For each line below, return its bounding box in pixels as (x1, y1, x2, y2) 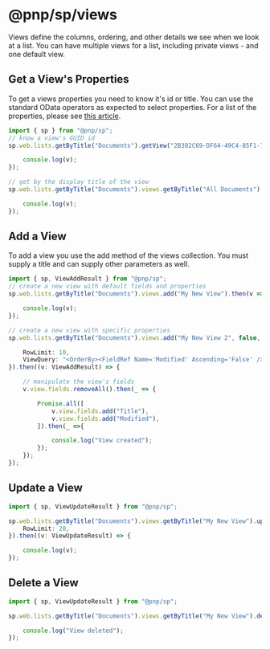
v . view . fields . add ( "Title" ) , (51, 407, 149, 415)
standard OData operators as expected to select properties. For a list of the (8, 102, 257, 112)
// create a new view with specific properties (8, 326, 171, 334)
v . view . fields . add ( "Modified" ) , (51, 414, 160, 422)
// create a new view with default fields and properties (8, 283, 207, 291)
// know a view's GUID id (8, 134, 95, 142)
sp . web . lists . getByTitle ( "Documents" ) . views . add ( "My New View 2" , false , (8, 333, 261, 342)
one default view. (8, 49, 66, 59)
